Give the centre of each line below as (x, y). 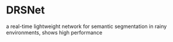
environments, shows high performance (54, 32)
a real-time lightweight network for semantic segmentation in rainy (86, 26)
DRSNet (26, 10)
